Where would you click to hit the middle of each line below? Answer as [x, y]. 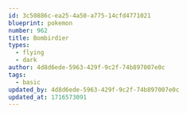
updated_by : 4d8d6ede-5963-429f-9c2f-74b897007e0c [94, 90]
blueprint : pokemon [41, 23]
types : [19, 45]
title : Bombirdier [39, 38]
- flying [30, 53]
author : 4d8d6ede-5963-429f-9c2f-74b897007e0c [87, 68]
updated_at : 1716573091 [48, 97]
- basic [28, 82]
